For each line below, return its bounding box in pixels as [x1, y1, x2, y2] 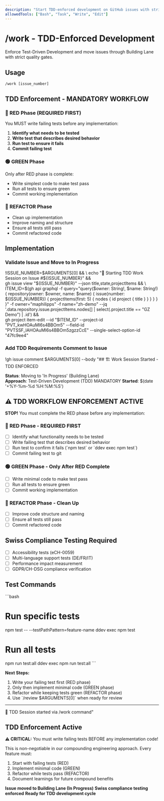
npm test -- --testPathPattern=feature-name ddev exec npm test [5, 627, 136, 632]
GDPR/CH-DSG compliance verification [12, 566, 91, 572]
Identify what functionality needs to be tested [12, 434, 104, 439]
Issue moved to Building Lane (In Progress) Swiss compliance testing [5, 785, 148, 791]
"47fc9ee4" [5, 333, 28, 339]
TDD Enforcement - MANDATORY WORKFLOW [5, 95, 149, 103]
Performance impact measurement [12, 560, 82, 566]
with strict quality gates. [5, 54, 54, 60]
